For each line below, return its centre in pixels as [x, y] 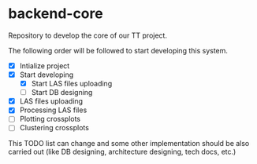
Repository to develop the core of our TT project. [88, 35]
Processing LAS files [53, 110]
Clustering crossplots [54, 128]
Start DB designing [62, 93]
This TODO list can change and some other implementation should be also [129, 144]
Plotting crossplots [50, 119]
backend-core [56, 14]
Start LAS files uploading [72, 84]
